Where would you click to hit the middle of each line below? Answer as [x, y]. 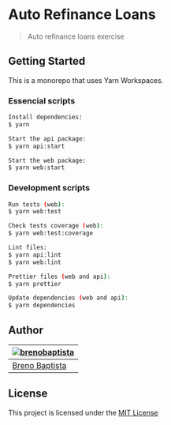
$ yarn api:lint [35, 254]
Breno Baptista [39, 366]
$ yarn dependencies [42, 306]
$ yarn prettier [35, 284]
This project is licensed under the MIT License [84, 412]
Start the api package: [47, 139]
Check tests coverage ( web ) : [56, 226]
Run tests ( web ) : [37, 204]
